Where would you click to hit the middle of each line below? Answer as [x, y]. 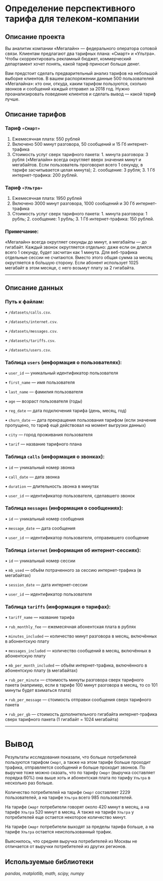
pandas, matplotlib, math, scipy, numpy [45, 874]
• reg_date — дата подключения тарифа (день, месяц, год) [66, 411]
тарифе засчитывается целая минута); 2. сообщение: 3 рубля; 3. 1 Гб [83, 170]
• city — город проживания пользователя [49, 435]
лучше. [12, 99]
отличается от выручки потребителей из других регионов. [66, 846]
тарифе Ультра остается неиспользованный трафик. [59, 832]
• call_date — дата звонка [32, 476]
